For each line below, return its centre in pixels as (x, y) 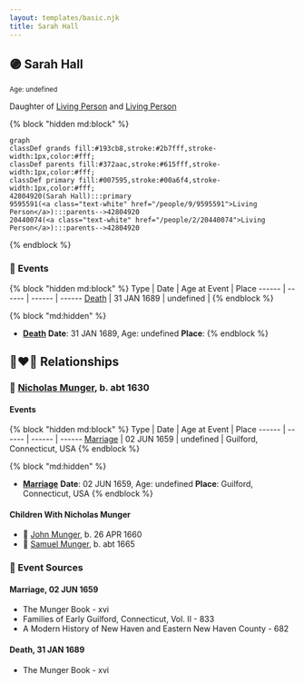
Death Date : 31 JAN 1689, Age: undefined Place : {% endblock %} (146, 333)
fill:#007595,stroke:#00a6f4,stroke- (150, 181)
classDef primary (42, 181)
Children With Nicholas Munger (70, 514)
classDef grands (40, 149)
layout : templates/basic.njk (64, 18)
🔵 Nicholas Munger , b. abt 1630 (79, 387)
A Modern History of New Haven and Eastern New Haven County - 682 (156, 629)
